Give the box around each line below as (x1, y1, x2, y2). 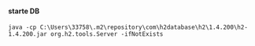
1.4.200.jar (8, 30, 47, 38)
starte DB (8, 6, 40, 16)
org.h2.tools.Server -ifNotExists (50, 30, 164, 38)
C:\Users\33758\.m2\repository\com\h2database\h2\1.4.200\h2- (39, 23, 248, 31)
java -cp (8, 23, 37, 31)
